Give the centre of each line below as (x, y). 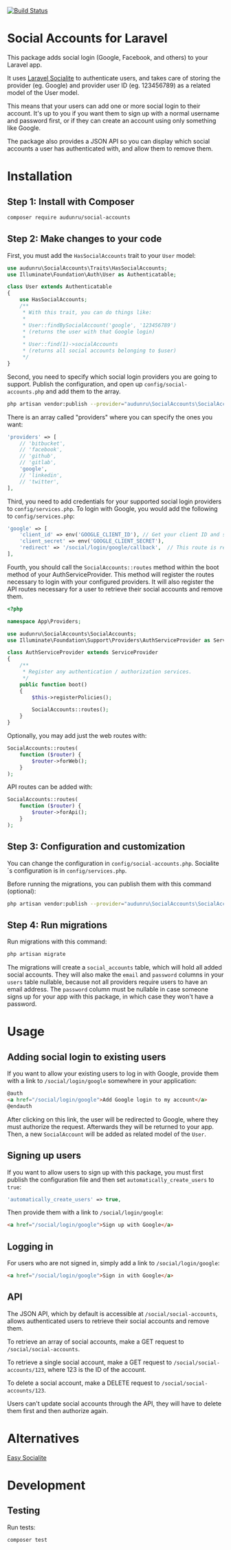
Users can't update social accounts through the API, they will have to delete (114, 1404)
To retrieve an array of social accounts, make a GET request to (96, 1342)
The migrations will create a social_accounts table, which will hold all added (114, 968)
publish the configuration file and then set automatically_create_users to (111, 1179)
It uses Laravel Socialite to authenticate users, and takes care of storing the (114, 78)
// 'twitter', (40, 481)
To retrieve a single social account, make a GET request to (90, 1362)
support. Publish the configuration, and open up (75, 384)
